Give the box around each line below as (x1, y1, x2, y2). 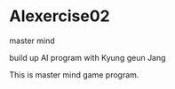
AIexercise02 (9, 6, 110, 26)
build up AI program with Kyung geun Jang (9, 52, 166, 63)
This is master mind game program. (9, 69, 139, 80)
